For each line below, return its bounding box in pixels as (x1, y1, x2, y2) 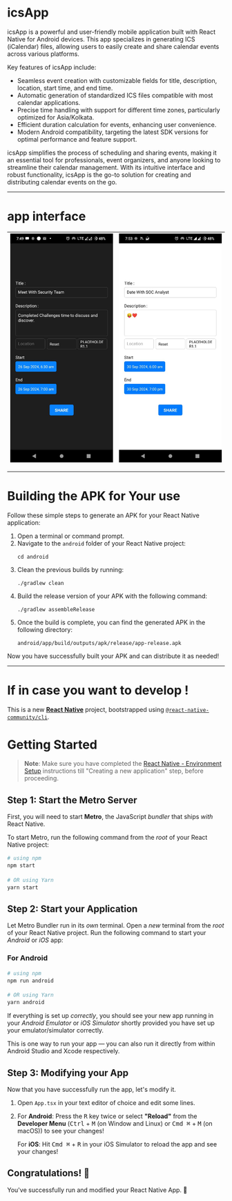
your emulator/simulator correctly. (7, 1026, 104, 1035)
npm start (7, 862, 36, 869)
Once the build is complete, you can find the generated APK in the (17, 618, 206, 626)
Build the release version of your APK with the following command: (17, 592, 208, 600)
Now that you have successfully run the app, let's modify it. (7, 1085, 176, 1093)
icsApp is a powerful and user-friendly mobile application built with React (7, 28, 216, 36)
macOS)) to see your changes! (17, 1126, 105, 1135)
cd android (17, 553, 49, 560)
